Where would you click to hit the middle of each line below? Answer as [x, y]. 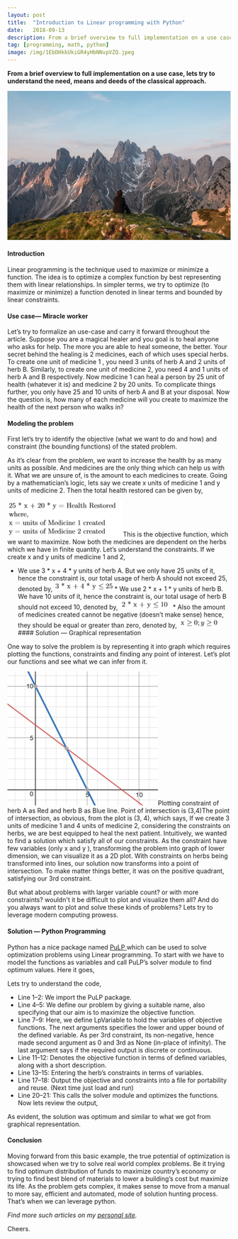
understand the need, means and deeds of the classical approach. [107, 81]
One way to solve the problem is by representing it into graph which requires [119, 646]
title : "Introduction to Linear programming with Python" [96, 22]
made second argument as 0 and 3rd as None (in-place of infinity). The [122, 1042]
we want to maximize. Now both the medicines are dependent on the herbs [117, 542]
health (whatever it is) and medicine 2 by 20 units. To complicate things [112, 385]
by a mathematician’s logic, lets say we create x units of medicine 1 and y [114, 483]
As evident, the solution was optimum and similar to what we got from [109, 1116]
